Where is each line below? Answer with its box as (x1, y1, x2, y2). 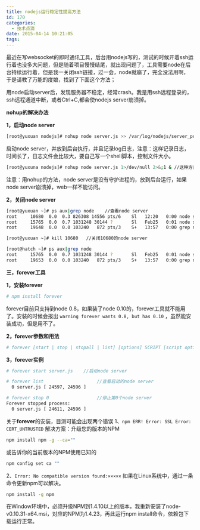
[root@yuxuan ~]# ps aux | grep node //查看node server (6, 208, 149, 214)
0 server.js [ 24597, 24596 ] (11, 384, 86, 390)
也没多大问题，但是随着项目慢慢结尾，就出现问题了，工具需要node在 (16, 61, 186, 68)
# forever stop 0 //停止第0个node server (6, 395, 152, 401)
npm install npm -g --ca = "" (6, 437, 76, 443)
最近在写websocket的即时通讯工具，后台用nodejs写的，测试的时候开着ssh (6, 54, 189, 60)
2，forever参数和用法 (6, 332, 60, 340)
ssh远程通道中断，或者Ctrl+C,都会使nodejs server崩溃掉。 (6, 96, 150, 103)
